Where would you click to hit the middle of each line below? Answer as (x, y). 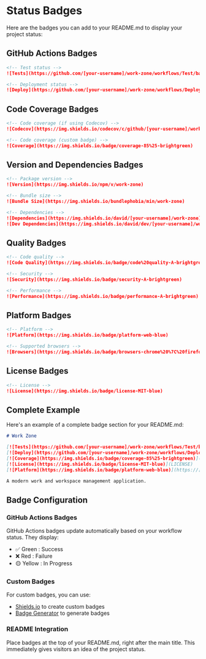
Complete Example (43, 410)
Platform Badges (39, 315)
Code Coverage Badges (52, 109)
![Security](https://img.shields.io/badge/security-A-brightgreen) (94, 280)
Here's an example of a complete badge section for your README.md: (95, 425)
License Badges (37, 371)
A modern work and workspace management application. (77, 481)
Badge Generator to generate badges (63, 613)
